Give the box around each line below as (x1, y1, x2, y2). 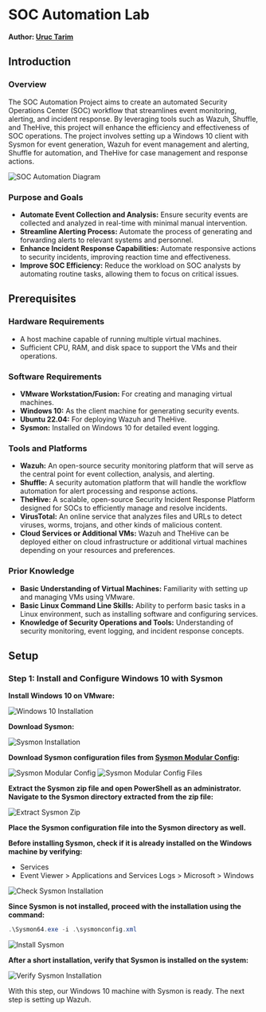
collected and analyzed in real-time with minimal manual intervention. (19, 218, 248, 228)
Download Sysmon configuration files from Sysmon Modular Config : (8, 753, 241, 763)
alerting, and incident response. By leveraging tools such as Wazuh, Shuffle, (8, 114, 259, 124)
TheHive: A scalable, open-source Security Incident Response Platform (19, 495, 256, 504)
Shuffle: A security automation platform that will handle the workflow (19, 478, 247, 488)
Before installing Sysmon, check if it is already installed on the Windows (8, 838, 252, 848)
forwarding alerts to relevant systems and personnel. (19, 235, 194, 245)
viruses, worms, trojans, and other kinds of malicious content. (19, 520, 223, 530)
